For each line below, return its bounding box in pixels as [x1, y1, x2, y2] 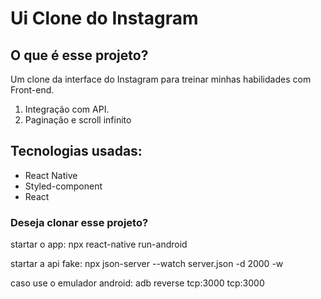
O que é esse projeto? [10, 47, 149, 64]
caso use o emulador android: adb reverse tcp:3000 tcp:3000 [10, 277, 265, 289]
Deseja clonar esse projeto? [10, 215, 149, 229]
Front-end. [10, 84, 55, 96]
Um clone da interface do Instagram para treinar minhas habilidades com [10, 73, 312, 85]
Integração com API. [24, 103, 110, 115]
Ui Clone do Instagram [10, 7, 199, 30]
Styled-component [24, 180, 103, 192]
